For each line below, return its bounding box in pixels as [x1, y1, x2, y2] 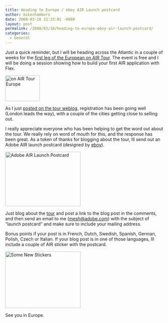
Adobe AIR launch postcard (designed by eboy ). [5, 141, 104, 147]
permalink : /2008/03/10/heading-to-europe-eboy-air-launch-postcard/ [5, 26, 154, 31]
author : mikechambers [5, 12, 51, 17]
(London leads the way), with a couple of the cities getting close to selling [5, 110, 158, 116]
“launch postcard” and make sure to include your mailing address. [5, 221, 142, 227]
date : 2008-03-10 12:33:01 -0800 [5, 17, 75, 22]
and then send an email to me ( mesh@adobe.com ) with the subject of [5, 215, 149, 221]
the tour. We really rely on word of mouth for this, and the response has [5, 131, 153, 137]
